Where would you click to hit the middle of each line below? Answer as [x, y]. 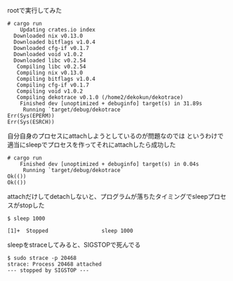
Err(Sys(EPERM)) [31, 116]
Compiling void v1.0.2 [49, 91]
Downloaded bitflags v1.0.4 [55, 42]
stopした [32, 205]
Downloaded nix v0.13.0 [48, 36]
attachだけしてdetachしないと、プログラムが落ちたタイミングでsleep [108, 196]
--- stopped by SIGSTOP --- [48, 270]
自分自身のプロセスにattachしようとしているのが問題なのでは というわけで [115, 136]
